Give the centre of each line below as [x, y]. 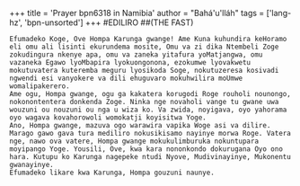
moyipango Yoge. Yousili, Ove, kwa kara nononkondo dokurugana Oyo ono [146, 149]
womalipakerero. [40, 86]
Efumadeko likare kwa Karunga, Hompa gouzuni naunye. [112, 173]
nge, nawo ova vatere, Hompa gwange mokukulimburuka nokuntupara [134, 141]
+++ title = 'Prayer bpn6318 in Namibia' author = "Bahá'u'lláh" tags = [137, 13]
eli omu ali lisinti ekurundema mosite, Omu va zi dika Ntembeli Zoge [144, 47]
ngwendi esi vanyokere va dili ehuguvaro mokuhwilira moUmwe [126, 78]
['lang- [279, 13]
